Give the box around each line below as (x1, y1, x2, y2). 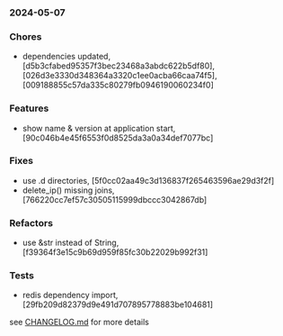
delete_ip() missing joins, (22, 185, 115, 195)
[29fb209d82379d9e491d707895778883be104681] (22, 299, 214, 310)
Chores (9, 30, 42, 42)
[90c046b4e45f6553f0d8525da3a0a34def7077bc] (22, 132, 214, 143)
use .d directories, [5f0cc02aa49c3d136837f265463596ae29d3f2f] (22, 175, 275, 186)
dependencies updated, (22, 51, 111, 62)
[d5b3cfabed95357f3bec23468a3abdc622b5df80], (22, 60, 216, 71)
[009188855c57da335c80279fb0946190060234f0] (22, 79, 214, 91)
